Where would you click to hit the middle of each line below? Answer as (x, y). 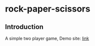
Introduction (24, 27)
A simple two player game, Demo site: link (47, 38)
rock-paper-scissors (48, 9)
